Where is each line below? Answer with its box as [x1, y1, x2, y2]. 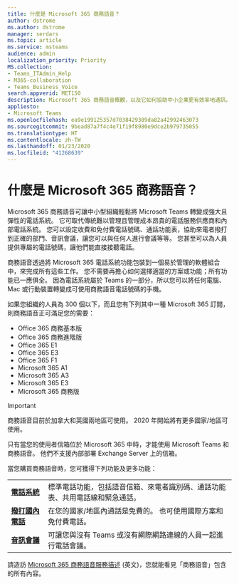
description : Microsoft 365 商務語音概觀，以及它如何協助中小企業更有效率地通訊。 [7, 97, 231, 104]
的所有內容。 [7, 569, 45, 578]
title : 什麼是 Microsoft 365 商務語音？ [7, 10, 120, 18]
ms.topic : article [7, 37, 62, 44]
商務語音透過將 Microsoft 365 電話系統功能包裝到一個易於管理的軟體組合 [7, 258, 221, 266]
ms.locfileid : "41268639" [7, 150, 84, 157]
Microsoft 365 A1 [17, 363, 68, 372]
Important [7, 401, 36, 410]
